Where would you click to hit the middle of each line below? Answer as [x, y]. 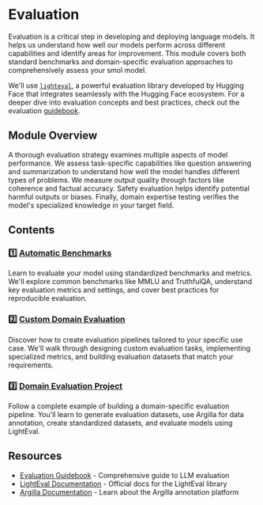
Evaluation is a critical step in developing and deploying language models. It [131, 36]
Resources [35, 456]
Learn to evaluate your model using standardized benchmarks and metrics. [130, 273]
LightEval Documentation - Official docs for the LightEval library [123, 484]
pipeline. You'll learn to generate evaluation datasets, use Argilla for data [126, 415]
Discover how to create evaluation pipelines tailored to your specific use [126, 340]
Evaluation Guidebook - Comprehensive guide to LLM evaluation [124, 475]
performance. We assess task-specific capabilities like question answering [130, 163]
